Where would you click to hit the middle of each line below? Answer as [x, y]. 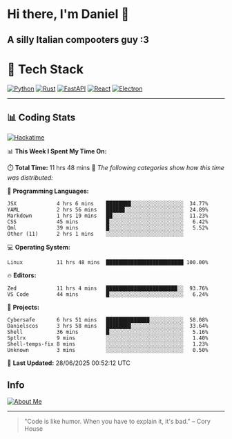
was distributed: [30, 178]
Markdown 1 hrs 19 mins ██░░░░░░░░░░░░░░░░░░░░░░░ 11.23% [108, 216]
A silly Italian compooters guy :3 [78, 40]
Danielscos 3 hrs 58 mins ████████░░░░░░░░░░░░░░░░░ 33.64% [108, 326]
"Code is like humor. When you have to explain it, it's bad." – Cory [117, 422]
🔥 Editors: [22, 275]
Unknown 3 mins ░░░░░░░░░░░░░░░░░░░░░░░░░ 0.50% [108, 351]
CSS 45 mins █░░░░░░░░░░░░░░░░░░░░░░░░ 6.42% [108, 222]
